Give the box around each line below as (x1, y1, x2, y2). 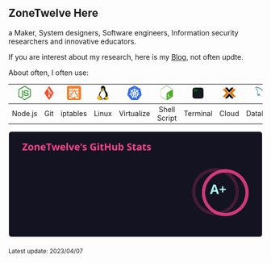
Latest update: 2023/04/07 (8, 247, 83, 255)
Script (156, 113, 177, 123)
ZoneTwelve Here (8, 6, 98, 20)
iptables (60, 109, 87, 119)
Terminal (183, 109, 213, 119)
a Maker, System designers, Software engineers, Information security (8, 27, 240, 37)
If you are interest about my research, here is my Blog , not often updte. (8, 52, 244, 61)
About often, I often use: (8, 68, 89, 77)
